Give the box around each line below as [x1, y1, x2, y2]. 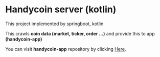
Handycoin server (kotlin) [5, 4, 117, 15]
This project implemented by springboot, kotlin [5, 21, 104, 27]
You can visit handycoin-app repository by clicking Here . [5, 46, 126, 52]
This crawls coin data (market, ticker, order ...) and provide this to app [5, 30, 155, 36]
